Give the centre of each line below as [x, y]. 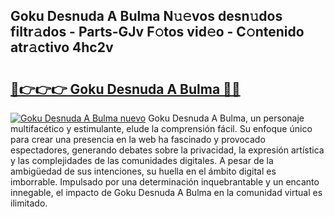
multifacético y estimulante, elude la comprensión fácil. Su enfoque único [161, 128]
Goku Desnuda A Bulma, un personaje [226, 118]
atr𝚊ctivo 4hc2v [62, 47]
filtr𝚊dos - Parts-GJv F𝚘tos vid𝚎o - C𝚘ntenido [157, 32]
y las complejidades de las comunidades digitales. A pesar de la [142, 160]
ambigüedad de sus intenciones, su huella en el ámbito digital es [143, 171]
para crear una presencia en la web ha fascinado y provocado [138, 139]
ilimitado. [29, 203]
